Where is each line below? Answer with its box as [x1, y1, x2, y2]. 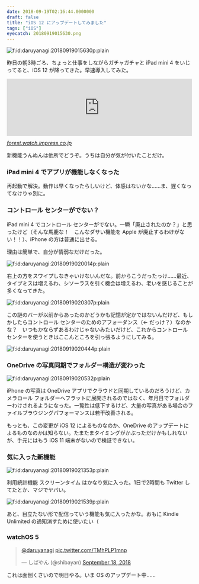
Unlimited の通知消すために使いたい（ [7, 518, 99, 525]
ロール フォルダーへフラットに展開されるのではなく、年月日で [17, 394, 169, 402]
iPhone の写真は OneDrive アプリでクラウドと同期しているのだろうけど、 [7, 387, 185, 394]
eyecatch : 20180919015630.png [7, 31, 82, 37]
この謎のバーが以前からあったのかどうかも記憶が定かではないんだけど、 [7, 311, 183, 318]
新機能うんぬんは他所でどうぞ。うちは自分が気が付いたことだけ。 [7, 152, 168, 159]
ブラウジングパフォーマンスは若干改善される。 [22, 409, 137, 416]
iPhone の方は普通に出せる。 [30, 235, 101, 243]
